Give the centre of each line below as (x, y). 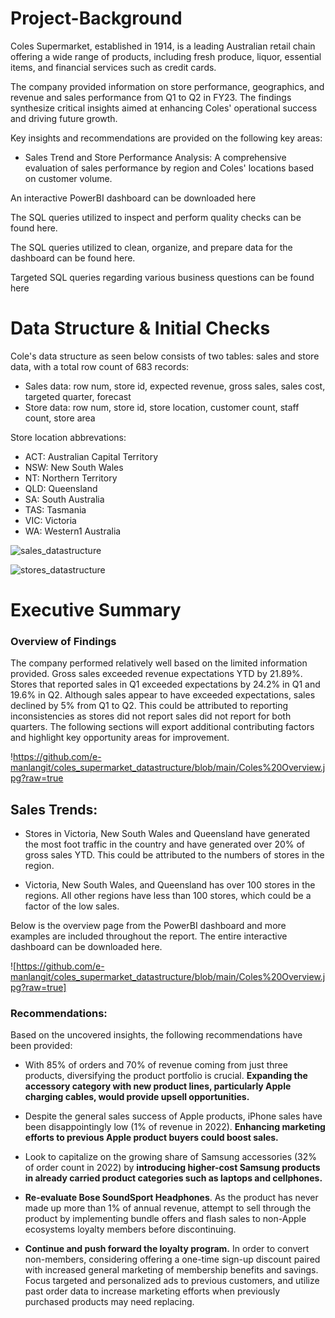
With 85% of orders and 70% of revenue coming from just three (156, 1065)
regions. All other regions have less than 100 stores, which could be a (168, 896)
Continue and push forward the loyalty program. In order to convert (167, 1249)
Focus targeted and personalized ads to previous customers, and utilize (172, 1281)
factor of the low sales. (72, 906)
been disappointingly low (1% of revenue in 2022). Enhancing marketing (175, 1127)
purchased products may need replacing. (109, 1302)
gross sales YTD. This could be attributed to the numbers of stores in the (174, 855)
